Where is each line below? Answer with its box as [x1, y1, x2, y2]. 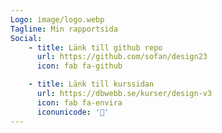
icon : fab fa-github [36, 61, 123, 71]
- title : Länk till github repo [28, 42, 163, 53]
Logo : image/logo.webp [10, 14, 105, 25]
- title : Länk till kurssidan [28, 79, 155, 90]
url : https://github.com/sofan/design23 [36, 52, 208, 62]
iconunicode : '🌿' [36, 107, 110, 117]
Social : [10, 33, 43, 43]
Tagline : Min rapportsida [10, 24, 118, 34]
